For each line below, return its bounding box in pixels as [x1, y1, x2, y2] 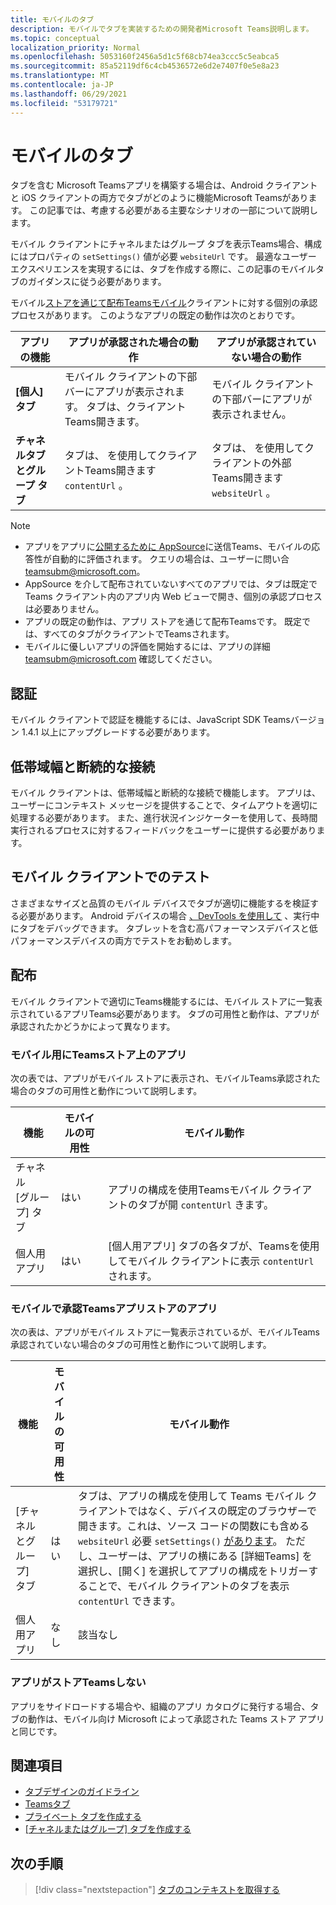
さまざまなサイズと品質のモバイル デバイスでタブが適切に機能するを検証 [10, 897, 311, 909]
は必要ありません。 [24, 603, 105, 615]
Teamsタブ [24, 1798, 71, 1810]
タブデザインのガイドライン [24, 1786, 140, 1798]
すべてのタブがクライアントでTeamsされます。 [42, 628, 235, 640]
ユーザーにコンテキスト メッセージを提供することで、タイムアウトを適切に [10, 799, 318, 811]
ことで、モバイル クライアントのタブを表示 [88, 1579, 290, 1593]
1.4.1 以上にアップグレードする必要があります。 [21, 726, 216, 738]
